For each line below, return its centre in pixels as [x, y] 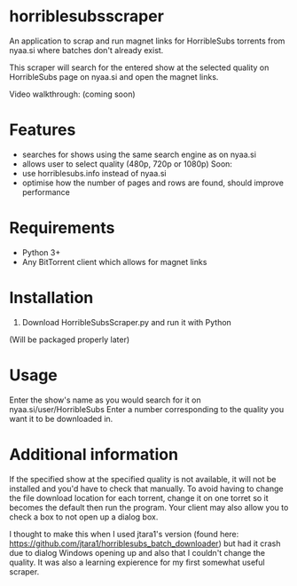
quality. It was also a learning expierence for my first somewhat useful [137, 562]
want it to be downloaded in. [61, 418]
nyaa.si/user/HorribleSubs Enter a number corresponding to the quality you [147, 409]
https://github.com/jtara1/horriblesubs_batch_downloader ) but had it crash [145, 543]
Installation [51, 298]
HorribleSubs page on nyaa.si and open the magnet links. [114, 76]
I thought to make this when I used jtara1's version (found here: [124, 534]
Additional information [94, 454]
